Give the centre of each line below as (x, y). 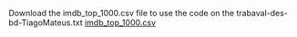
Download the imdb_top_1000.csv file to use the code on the (122, 13)
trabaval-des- (262, 13)
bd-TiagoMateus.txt (46, 23)
